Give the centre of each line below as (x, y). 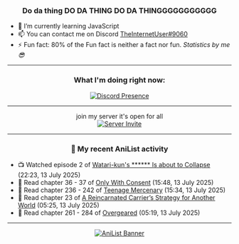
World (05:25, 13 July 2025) (58, 205)
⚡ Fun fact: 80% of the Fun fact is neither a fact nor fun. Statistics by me (124, 45)
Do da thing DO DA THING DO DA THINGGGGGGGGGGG (119, 11)
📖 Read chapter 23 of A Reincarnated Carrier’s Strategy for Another (116, 197)
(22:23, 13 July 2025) (49, 175)
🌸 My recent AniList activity (119, 149)
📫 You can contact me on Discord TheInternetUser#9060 (103, 34)
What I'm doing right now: (119, 80)
